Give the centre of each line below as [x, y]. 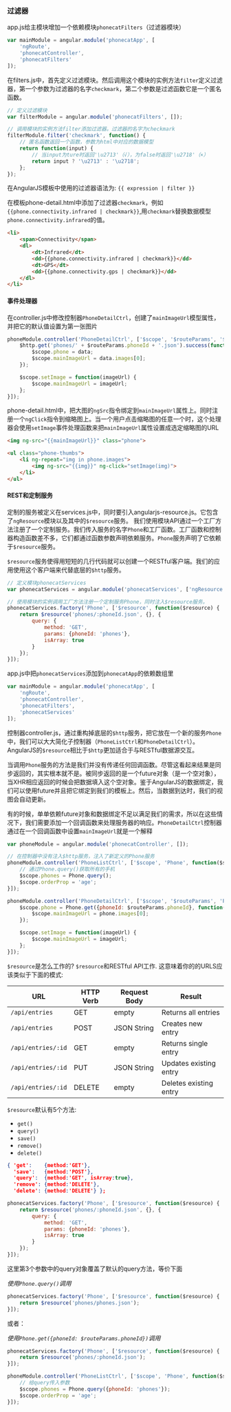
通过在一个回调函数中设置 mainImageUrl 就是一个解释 [80, 831]
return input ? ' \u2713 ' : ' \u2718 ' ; [86, 161]
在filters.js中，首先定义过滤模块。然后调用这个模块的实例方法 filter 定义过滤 [115, 80]
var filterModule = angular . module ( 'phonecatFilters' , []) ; [95, 117]
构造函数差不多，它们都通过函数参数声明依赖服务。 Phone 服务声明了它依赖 [117, 538]
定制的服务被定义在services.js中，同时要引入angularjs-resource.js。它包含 [113, 512]
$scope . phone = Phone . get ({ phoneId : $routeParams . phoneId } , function [121, 907]
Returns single [185, 1043]
